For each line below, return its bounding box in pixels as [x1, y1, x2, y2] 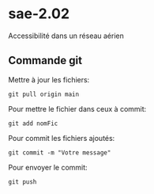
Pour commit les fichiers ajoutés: [8, 133, 115, 143]
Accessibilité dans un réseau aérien [8, 31, 125, 40]
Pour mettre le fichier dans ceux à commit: [8, 104, 147, 113]
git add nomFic [8, 120, 58, 127]
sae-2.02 [8, 5, 69, 23]
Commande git [8, 54, 83, 67]
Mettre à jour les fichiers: [8, 74, 90, 84]
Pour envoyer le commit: [8, 162, 88, 172]
